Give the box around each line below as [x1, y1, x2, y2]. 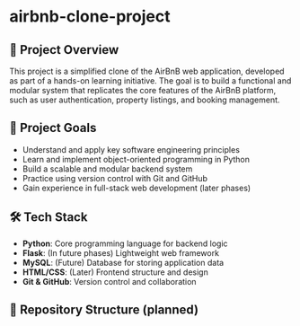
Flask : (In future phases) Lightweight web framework [22, 247, 220, 258]
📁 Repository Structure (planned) [9, 303, 199, 318]
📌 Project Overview [9, 42, 119, 57]
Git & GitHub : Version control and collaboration [22, 276, 197, 286]
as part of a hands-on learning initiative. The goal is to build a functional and [9, 75, 292, 86]
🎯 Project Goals [9, 120, 97, 136]
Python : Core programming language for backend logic [22, 238, 228, 249]
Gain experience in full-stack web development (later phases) [22, 182, 251, 193]
